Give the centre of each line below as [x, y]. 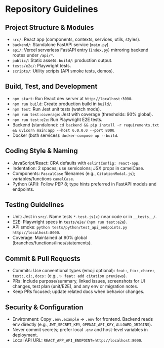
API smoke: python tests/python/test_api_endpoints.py [70, 227]
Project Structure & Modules [50, 28]
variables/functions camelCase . [43, 178]
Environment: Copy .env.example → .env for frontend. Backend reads [82, 319]
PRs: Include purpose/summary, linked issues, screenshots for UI [79, 281]
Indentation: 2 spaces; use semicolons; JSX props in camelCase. [78, 168]
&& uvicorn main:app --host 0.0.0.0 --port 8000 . [64, 130]
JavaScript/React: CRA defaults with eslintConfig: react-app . [76, 163]
